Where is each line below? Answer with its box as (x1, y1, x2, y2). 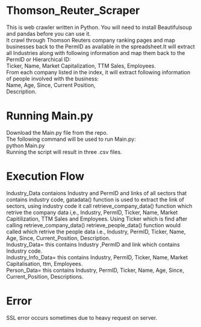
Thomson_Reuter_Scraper (6, 4, 140, 18)
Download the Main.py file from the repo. (6, 129, 108, 136)
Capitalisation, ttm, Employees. (6, 260, 83, 267)
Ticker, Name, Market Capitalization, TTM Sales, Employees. (6, 62, 156, 70)
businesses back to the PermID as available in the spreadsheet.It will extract (6, 43, 196, 50)
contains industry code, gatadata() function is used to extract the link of (6, 196, 185, 203)
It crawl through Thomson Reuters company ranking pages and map (6, 36, 176, 44)
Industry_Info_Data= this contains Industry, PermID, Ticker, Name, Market (6, 253, 188, 261)
